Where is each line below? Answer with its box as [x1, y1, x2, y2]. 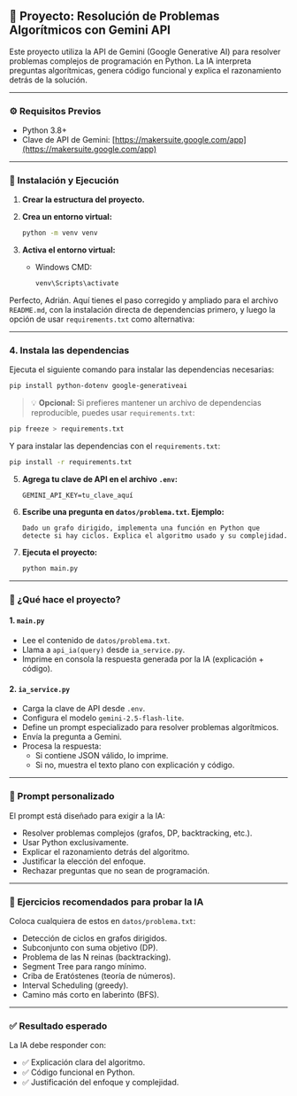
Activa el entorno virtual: [21, 245, 116, 255]
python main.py [21, 564, 79, 573]
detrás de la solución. [9, 74, 88, 85]
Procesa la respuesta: [21, 741, 102, 751]
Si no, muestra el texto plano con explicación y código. [34, 759, 235, 771]
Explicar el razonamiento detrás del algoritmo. [21, 846, 190, 857]
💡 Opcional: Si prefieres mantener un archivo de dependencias [30, 398, 263, 408]
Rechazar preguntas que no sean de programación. [21, 865, 210, 875]
